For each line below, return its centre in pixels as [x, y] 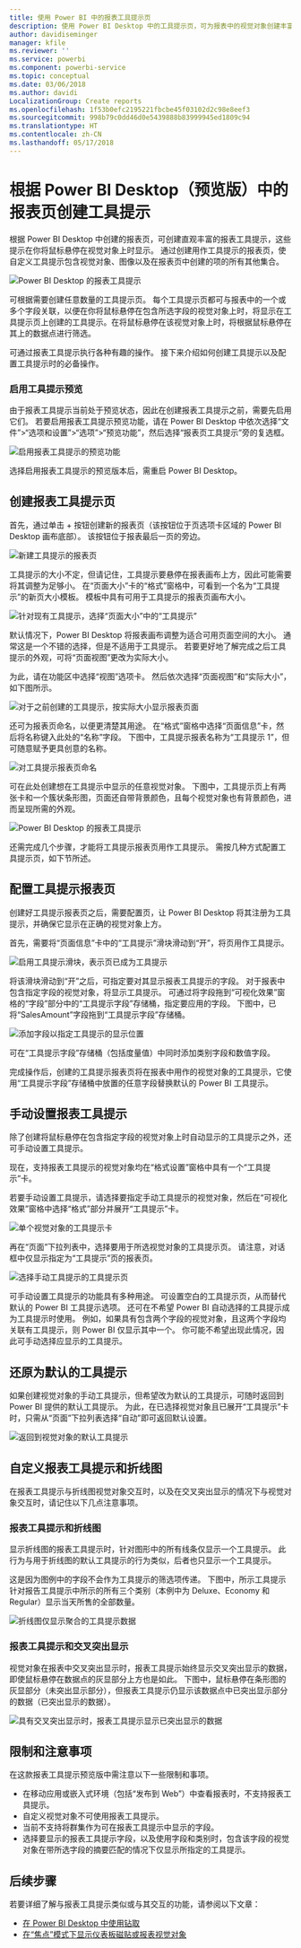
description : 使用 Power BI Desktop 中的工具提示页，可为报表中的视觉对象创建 [145, 26]
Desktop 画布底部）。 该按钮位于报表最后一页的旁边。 [107, 536]
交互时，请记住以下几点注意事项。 [80, 1503]
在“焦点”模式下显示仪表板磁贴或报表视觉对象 [104, 1935]
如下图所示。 [33, 687]
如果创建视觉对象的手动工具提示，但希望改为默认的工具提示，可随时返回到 [146, 1395]
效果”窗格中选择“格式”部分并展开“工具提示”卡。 [96, 1209]
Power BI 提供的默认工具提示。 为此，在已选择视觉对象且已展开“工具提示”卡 [149, 1407]
